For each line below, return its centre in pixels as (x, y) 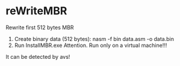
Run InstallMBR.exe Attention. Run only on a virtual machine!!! (91, 45)
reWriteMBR (36, 11)
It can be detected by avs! (38, 56)
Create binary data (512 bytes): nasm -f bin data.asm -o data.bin (94, 39)
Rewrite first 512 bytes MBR (40, 27)
